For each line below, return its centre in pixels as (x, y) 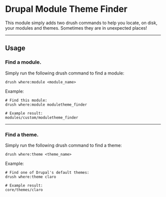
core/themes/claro (24, 190)
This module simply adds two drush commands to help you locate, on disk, (81, 23)
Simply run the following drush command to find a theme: (63, 145)
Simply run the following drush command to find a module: (65, 73)
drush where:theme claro (31, 177)
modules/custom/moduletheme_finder (42, 118)
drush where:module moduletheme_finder (46, 105)
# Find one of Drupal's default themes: (47, 172)
